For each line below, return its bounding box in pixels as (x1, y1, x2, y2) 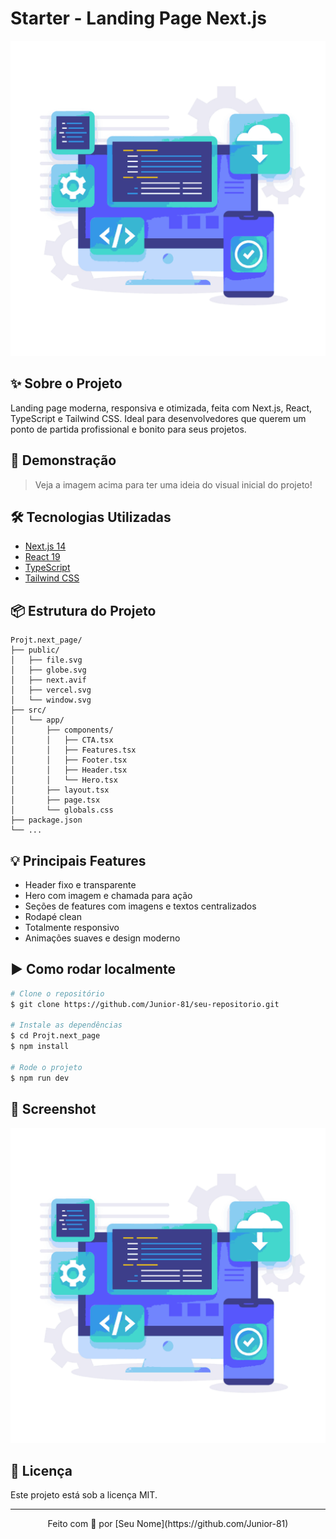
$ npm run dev (10, 1073, 70, 1083)
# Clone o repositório (10, 988, 105, 999)
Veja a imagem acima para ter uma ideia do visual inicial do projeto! (34, 478, 313, 491)
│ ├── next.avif (10, 675, 87, 686)
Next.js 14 (24, 540, 67, 552)
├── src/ (10, 705, 47, 716)
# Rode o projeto (10, 1062, 83, 1072)
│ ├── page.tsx (10, 795, 101, 806)
